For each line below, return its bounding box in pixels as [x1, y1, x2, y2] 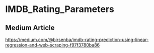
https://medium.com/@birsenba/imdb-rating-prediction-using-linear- [5, 36, 149, 42]
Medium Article [5, 23, 55, 32]
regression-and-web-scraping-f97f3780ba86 [5, 42, 100, 48]
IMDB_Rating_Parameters [5, 3, 115, 15]
